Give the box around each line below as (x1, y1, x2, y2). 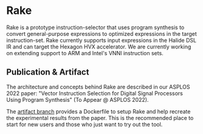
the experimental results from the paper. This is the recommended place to (6, 114, 194, 121)
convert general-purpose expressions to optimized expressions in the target (6, 30, 198, 37)
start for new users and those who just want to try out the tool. (6, 121, 163, 128)
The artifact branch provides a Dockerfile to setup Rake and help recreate (6, 107, 191, 115)
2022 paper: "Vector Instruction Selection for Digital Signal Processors (6, 89, 184, 97)
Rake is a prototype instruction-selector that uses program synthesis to (6, 24, 185, 31)
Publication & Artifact (6, 67, 89, 78)
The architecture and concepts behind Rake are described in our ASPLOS (6, 83, 190, 90)
